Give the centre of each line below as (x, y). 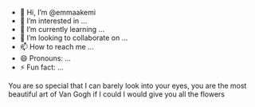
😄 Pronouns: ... (45, 58)
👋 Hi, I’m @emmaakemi (58, 12)
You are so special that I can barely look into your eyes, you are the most (127, 85)
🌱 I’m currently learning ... (62, 29)
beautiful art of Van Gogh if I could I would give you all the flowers (117, 94)
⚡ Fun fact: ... (41, 67)
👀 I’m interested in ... (53, 21)
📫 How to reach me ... (57, 47)
